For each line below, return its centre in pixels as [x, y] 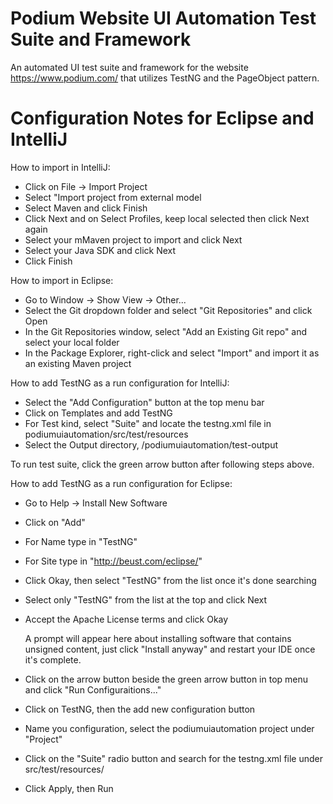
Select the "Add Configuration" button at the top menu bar [144, 402]
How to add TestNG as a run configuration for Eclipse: [121, 483]
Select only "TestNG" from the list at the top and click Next [146, 599]
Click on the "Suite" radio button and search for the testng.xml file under [174, 758]
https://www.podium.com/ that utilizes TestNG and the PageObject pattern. [165, 78]
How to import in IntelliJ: [60, 167]
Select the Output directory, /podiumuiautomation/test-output [151, 444]
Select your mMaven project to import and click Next [133, 239]
